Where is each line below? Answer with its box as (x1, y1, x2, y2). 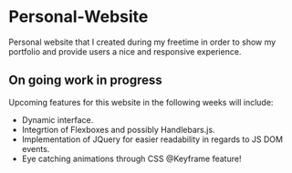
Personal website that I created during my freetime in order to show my (8, 36, 276, 47)
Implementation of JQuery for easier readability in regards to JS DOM (21, 134, 284, 145)
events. (21, 143, 50, 154)
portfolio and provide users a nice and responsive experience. (8, 46, 242, 56)
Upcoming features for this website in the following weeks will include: (8, 97, 274, 107)
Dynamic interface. (21, 114, 94, 125)
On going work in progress (8, 73, 163, 88)
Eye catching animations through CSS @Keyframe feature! (21, 153, 242, 164)
